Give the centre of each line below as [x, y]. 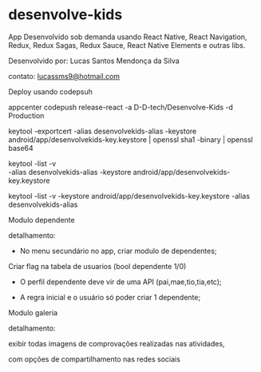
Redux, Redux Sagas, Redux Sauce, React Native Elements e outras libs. [127, 45]
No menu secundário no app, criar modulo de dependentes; [118, 251]
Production [26, 115]
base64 [21, 148]
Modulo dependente [42, 220]
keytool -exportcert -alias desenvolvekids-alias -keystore [103, 131]
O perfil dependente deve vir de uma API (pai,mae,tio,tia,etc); [121, 282]
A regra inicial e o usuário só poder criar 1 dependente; [110, 297]
